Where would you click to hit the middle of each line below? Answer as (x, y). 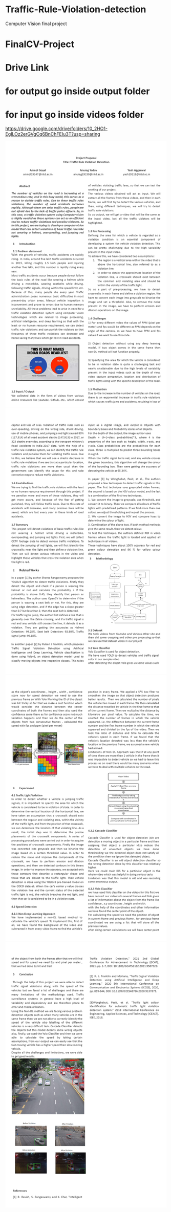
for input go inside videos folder (75, 114)
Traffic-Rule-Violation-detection (76, 9)
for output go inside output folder (78, 91)
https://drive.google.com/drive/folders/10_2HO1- (57, 128)
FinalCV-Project (40, 44)
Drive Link (27, 68)
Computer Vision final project (36, 24)
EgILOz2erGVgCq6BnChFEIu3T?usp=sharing (53, 134)
